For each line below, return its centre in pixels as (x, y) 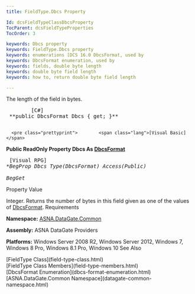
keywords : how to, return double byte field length (71, 77)
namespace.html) (27, 285)
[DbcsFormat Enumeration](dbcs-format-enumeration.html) (79, 272)
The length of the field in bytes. (44, 99)
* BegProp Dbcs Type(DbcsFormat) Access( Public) (76, 166)
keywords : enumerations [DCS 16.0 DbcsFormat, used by (75, 55)
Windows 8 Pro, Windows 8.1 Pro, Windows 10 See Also (74, 248)
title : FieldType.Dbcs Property (46, 12)
